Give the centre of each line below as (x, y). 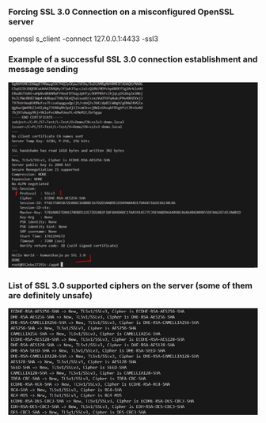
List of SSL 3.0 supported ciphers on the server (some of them (131, 285)
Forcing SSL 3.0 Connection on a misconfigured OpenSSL (122, 12)
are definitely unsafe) (50, 295)
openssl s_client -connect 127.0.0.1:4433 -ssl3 (83, 39)
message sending (43, 70)
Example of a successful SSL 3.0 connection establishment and (133, 59)
